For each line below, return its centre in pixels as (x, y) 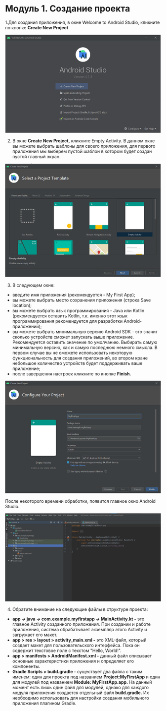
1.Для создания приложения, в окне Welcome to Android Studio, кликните (83, 22)
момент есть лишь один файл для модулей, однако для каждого (81, 687)
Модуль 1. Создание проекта (68, 9)
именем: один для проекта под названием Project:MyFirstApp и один (86, 677)
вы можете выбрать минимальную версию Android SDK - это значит (85, 331)
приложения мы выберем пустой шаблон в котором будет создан (82, 151)
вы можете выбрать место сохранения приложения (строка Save (82, 300)
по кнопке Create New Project (37, 27)
